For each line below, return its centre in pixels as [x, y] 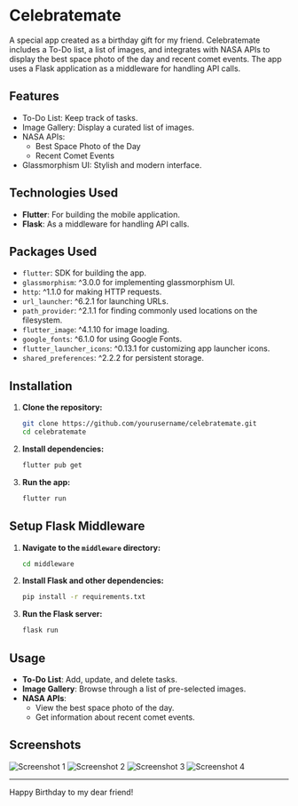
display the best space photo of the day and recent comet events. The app [145, 59]
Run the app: [46, 482]
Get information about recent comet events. [115, 717]
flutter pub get [52, 465]
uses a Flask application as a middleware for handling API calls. [125, 68]
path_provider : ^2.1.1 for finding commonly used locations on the [140, 311]
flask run [40, 630]
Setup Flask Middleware [77, 527]
